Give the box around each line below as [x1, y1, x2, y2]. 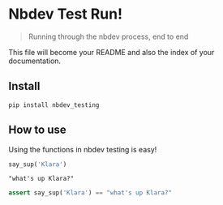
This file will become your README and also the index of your [8, 47, 215, 57]
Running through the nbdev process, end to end [28, 32, 189, 41]
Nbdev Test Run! [8, 5, 123, 23]
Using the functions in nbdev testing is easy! [8, 144, 157, 154]
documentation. [8, 56, 62, 66]
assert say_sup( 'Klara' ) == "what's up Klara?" [8, 189, 173, 197]
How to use [8, 123, 66, 137]
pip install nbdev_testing [8, 100, 100, 109]
